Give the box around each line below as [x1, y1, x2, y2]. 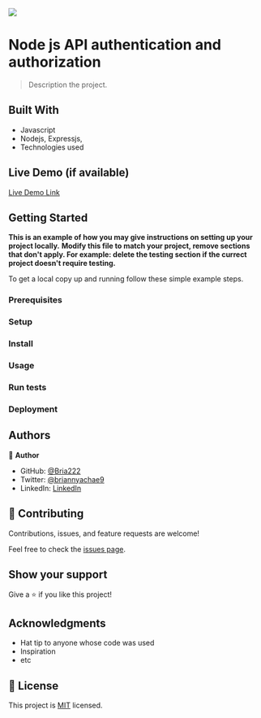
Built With [8, 103, 59, 117]
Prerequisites [8, 294, 62, 306]
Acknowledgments [8, 616, 107, 630]
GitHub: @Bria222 [19, 466, 81, 476]
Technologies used [19, 142, 84, 152]
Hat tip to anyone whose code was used [19, 638, 155, 648]
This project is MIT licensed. [8, 700, 103, 710]
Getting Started [8, 211, 88, 224]
